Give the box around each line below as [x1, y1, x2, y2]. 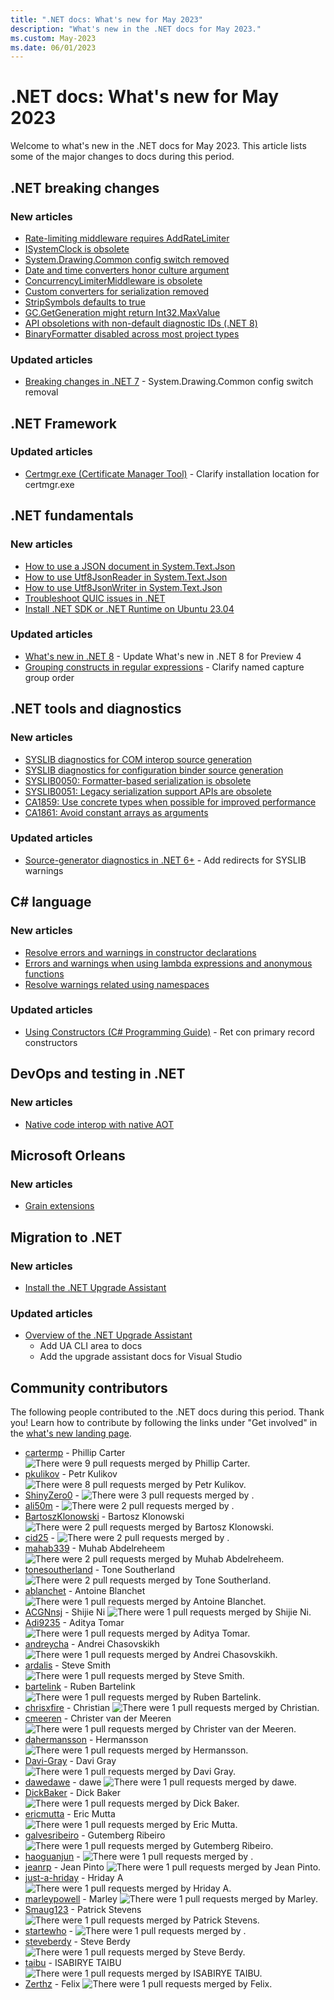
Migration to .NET [10, 1229, 123, 1246]
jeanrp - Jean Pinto [24, 1861, 105, 1873]
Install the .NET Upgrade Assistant [24, 1281, 167, 1293]
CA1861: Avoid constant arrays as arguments [24, 806, 209, 818]
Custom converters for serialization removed [24, 285, 210, 297]
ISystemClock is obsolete [24, 242, 130, 255]
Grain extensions [24, 1200, 95, 1212]
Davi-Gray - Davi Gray [24, 1754, 117, 1766]
